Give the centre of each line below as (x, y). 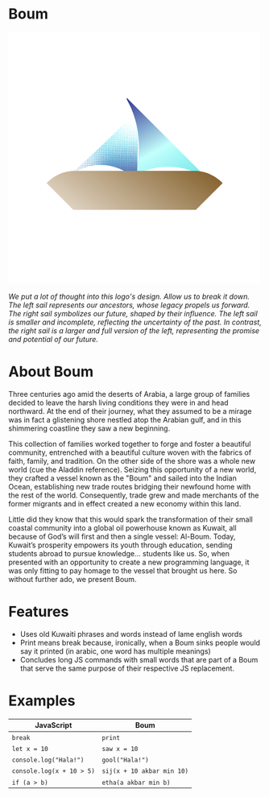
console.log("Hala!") (48, 760)
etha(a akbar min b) (136, 783)
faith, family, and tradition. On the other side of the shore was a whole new (132, 460)
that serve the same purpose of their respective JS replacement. (127, 668)
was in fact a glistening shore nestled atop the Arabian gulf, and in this (125, 419)
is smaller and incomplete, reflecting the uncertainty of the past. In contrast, (135, 322)
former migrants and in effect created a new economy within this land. (125, 503)
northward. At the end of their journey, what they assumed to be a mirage (130, 411)
